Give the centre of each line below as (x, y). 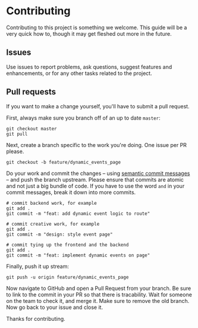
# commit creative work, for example (53, 224)
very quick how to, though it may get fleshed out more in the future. (89, 33)
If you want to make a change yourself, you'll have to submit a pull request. (98, 106)
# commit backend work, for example (51, 203)
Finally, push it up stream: (38, 266)
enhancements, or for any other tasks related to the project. (79, 73)
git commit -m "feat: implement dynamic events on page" (78, 255)
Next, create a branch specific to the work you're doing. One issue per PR (97, 145)
